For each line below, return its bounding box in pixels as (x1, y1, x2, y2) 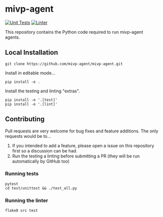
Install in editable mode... (5, 70, 55, 76)
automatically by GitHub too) (12, 158, 70, 164)
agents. (5, 34, 20, 40)
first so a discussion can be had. (12, 148, 78, 153)
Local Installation (5, 48, 58, 57)
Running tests (5, 170, 39, 177)
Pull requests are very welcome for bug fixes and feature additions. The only (5, 128, 159, 134)
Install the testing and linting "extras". (5, 88, 80, 94)
